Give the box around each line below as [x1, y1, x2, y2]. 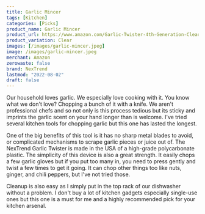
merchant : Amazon [6, 54, 51, 61]
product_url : [6, 32, 40, 38]
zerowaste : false [6, 60, 51, 66]
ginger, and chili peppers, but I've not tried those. [6, 171, 131, 178]
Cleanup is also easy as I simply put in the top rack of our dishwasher [6, 183, 181, 190]
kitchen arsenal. [6, 202, 47, 210]
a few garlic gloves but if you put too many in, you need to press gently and [6, 158, 196, 165]
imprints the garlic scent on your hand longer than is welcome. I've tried [6, 114, 187, 121]
